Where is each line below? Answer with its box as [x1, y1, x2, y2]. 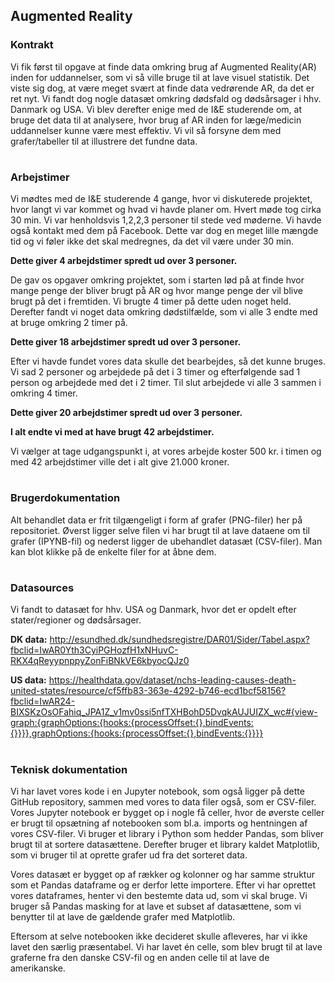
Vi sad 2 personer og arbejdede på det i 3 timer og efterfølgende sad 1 [10, 366, 301, 378]
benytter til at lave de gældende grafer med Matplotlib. [10, 910, 236, 923]
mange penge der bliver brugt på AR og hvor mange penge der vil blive [10, 285, 303, 297]
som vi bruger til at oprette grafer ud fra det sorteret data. [10, 849, 248, 861]
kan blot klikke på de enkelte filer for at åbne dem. [10, 545, 217, 558]
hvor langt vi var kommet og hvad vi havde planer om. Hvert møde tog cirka [10, 204, 322, 216]
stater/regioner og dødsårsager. [10, 614, 142, 626]
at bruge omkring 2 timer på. [10, 317, 128, 329]
